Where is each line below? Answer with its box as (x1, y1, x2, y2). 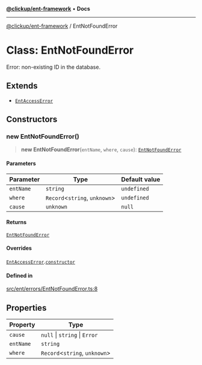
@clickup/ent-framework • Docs (6, 5, 90, 12)
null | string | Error (41, 331, 98, 339)
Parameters (6, 160, 36, 167)
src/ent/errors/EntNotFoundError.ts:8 (6, 285, 98, 293)
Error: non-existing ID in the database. (6, 63, 101, 70)
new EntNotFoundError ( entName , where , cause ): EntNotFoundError (20, 146, 182, 153)
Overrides (6, 245, 32, 252)
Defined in (6, 272, 33, 279)
